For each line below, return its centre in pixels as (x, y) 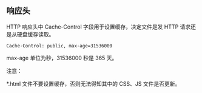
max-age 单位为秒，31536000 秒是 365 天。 (62, 58)
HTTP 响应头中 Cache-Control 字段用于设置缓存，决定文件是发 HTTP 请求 (99, 27)
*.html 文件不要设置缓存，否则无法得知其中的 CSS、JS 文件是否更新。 (93, 83)
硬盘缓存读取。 (35, 34)
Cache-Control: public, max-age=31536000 (59, 46)
